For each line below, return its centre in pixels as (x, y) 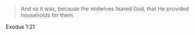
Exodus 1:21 (20, 27)
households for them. (47, 15)
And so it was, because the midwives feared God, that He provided (105, 9)
